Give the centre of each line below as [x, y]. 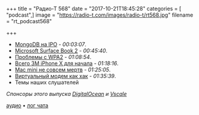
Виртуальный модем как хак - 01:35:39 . [65, 76]
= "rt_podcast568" [29, 21]
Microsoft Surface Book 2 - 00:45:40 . [61, 51]
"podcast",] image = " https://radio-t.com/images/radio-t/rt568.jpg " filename [100, 15]
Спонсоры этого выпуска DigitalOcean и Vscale [66, 94]
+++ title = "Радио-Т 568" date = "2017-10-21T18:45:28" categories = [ [94, 9]
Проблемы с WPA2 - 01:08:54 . [53, 57]
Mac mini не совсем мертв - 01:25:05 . [63, 70]
